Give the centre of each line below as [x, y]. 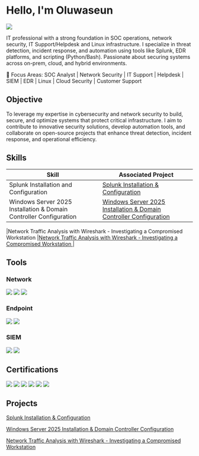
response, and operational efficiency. [52, 139]
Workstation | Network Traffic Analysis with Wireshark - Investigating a [92, 237]
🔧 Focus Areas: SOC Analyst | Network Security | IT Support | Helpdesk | [95, 74]
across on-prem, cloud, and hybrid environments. [67, 63]
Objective [25, 99]
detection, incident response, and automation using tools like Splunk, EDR [96, 50]
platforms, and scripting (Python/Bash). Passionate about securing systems [98, 56]
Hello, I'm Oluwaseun [60, 10]
